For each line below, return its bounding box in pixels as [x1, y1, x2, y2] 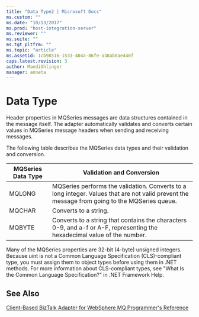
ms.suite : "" [6, 36, 38, 42]
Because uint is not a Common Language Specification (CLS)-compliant [6, 253, 182, 260]
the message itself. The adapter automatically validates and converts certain [6, 121, 192, 128]
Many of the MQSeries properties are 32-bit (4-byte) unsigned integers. [6, 246, 182, 253]
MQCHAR [9, 206, 36, 215]
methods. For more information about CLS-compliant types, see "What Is [6, 265, 185, 272]
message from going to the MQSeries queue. [52, 197, 177, 205]
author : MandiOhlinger [6, 63, 62, 70]
